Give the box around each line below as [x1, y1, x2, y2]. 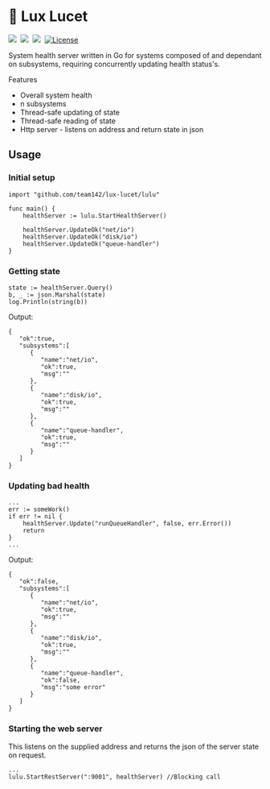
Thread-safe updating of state [19, 107, 121, 117]
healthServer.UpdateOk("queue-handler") [22, 239, 160, 248]
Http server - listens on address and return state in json [19, 124, 204, 134]
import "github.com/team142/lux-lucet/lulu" [8, 190, 160, 198]
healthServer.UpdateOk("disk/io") [22, 233, 138, 241]
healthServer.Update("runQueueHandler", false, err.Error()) [22, 520, 231, 528]
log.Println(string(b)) [8, 297, 88, 305]
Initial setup [8, 172, 55, 184]
